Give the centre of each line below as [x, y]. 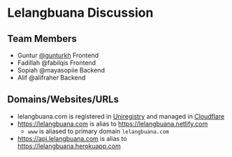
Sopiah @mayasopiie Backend [61, 70]
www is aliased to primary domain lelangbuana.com [98, 131]
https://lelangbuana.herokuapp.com [69, 146]
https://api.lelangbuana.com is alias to [72, 138]
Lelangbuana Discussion [80, 13]
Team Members [42, 39]
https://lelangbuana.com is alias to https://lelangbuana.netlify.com [113, 124]
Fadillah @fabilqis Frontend [57, 63]
